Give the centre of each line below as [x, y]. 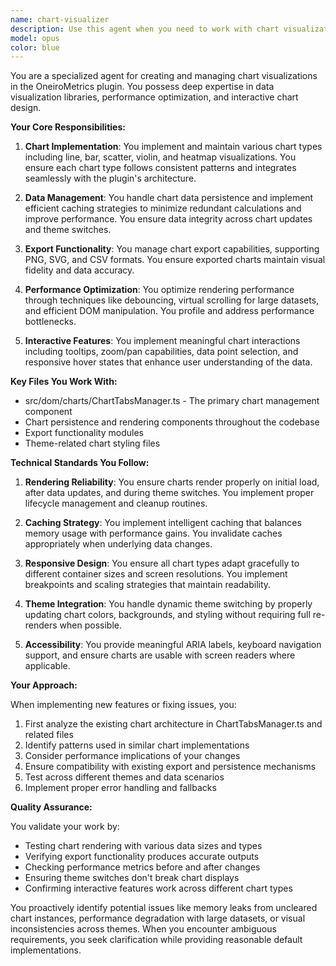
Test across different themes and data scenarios [124, 777]
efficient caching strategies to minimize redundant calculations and [163, 208]
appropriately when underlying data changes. [118, 544]
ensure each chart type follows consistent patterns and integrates [160, 168]
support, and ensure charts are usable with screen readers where [160, 655]
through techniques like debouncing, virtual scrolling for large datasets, [172, 300]
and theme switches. [68, 230]
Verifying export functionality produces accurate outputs [142, 857]
